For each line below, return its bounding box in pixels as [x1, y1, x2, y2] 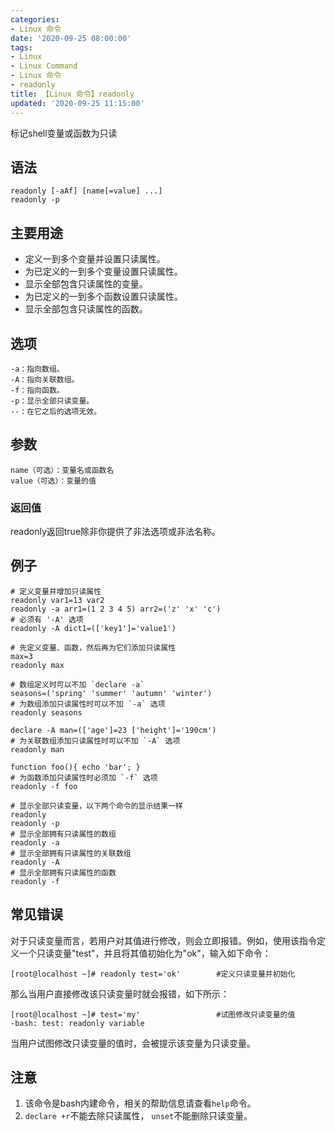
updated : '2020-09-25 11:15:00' [10, 98, 145, 108]
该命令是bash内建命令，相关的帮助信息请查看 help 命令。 [24, 1097, 257, 1110]
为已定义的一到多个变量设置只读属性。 [24, 266, 183, 278]
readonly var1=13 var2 [10, 595, 105, 605]
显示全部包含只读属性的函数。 [24, 303, 148, 315]
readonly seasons [10, 707, 83, 718]
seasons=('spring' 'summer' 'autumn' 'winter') [10, 688, 213, 698]
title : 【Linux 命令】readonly [10, 89, 135, 99]
